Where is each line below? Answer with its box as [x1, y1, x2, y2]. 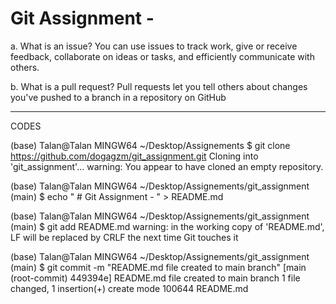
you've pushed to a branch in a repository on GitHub [10, 91, 227, 103]
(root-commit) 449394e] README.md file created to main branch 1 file [10, 272, 301, 284]
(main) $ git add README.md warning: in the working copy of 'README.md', [10, 220, 325, 232]
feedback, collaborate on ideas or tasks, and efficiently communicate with [10, 50, 315, 62]
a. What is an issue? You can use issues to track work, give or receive [10, 40, 298, 52]
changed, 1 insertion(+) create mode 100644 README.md [10, 282, 249, 294]
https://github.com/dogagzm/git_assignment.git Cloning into [10, 150, 259, 162]
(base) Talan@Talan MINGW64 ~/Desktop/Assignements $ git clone [10, 139, 291, 151]
